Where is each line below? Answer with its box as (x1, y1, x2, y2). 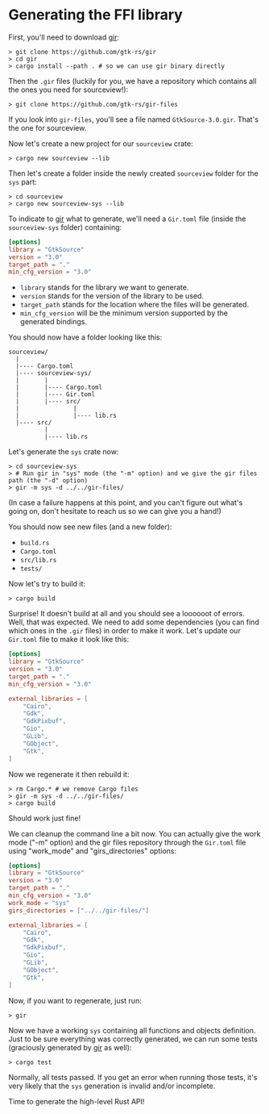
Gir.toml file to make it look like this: (8, 635, 130, 645)
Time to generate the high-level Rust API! (8, 1096, 145, 1106)
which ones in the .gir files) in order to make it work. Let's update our (8, 626, 242, 636)
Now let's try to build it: (8, 579, 86, 589)
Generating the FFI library (8, 6, 183, 24)
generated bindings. (19, 317, 87, 327)
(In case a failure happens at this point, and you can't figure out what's (8, 498, 243, 507)
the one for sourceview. (8, 123, 87, 132)
